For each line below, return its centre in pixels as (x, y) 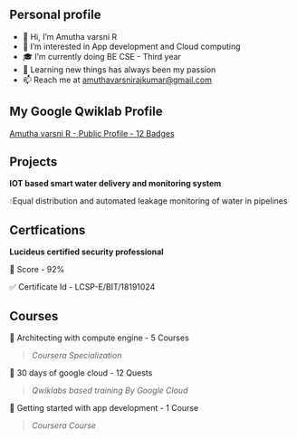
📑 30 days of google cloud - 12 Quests (81, 373)
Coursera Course (64, 425)
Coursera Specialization (77, 356)
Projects (34, 162)
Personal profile (55, 15)
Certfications (48, 230)
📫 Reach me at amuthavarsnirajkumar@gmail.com (117, 80)
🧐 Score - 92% (37, 270)
